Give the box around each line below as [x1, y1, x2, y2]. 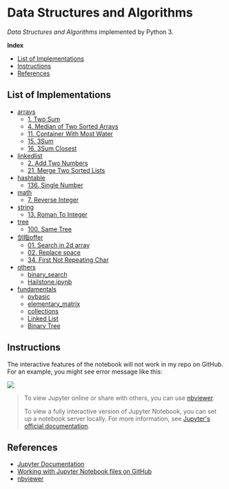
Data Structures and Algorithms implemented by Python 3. [7, 28, 174, 36]
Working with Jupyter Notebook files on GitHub [17, 468, 152, 476]
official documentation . [23, 421, 90, 430]
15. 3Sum [27, 137, 54, 145]
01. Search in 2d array [27, 240, 90, 249]
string [17, 202, 34, 211]
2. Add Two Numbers [27, 159, 88, 167]
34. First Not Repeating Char [27, 256, 109, 264]
